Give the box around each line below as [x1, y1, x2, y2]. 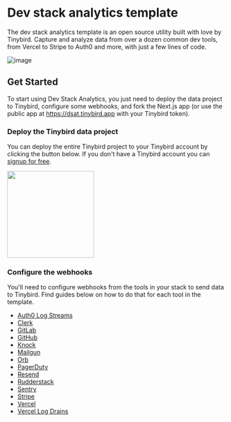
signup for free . [7, 158, 52, 166]
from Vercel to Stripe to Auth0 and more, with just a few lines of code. [7, 42, 207, 51]
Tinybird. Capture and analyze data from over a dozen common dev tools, [7, 35, 219, 43]
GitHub [17, 333, 38, 341]
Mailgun [17, 348, 41, 357]
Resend [17, 370, 40, 379]
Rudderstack [17, 378, 54, 386]
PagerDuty [17, 363, 49, 371]
